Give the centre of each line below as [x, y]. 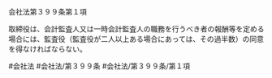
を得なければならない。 [47, 49]
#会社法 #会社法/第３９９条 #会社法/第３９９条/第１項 [99, 66]
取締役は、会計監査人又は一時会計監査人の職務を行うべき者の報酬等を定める [136, 29]
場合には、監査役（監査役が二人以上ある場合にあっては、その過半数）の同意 [136, 39]
